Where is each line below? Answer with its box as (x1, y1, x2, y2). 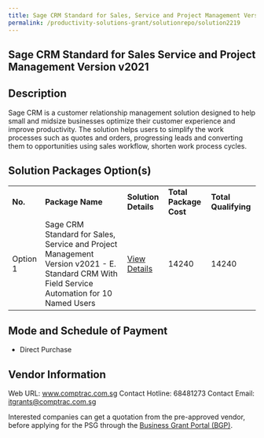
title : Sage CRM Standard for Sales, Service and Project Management (8, 11, 241, 20)
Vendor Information (8, 367, 106, 381)
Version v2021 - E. (44, 258, 116, 269)
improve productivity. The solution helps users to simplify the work (8, 124, 224, 134)
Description (8, 87, 67, 101)
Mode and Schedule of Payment (8, 324, 168, 337)
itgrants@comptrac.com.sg (8, 397, 97, 407)
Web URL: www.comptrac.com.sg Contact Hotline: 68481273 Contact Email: (8, 388, 255, 398)
